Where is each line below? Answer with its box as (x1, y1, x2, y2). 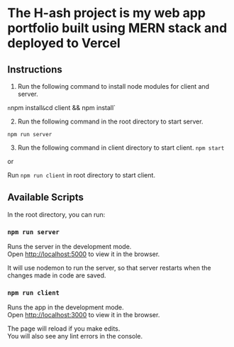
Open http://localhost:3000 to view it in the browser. (7, 311, 160, 319)
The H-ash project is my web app (7, 5, 206, 21)
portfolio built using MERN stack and (7, 20, 228, 36)
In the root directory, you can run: (7, 210, 106, 219)
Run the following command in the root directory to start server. (17, 117, 204, 126)
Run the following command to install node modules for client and (17, 82, 210, 90)
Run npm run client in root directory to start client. (7, 171, 156, 179)
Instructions (7, 63, 62, 75)
